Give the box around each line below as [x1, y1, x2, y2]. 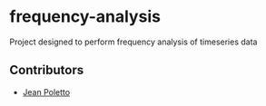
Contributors [9, 63, 84, 78]
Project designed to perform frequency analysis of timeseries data [9, 36, 258, 47]
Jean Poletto [22, 86, 71, 97]
